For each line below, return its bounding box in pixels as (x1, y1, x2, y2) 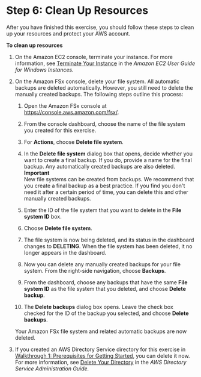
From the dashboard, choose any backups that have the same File (23, 278, 188, 286)
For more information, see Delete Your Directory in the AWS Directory (14, 358, 187, 366)
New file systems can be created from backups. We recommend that (23, 175, 194, 182)
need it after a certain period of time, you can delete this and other (23, 188, 189, 196)
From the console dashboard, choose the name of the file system (23, 120, 185, 127)
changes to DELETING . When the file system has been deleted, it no (23, 242, 193, 250)
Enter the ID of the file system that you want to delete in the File (23, 206, 182, 214)
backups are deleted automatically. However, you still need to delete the (14, 84, 193, 91)
